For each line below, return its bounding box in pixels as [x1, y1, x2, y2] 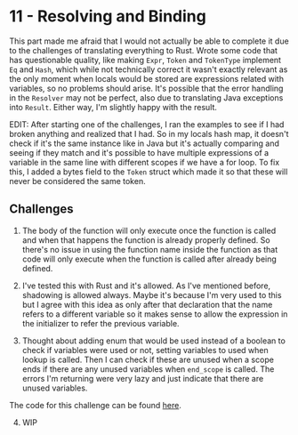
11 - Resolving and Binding [9, 6, 206, 27]
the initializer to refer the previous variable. [21, 318, 180, 328]
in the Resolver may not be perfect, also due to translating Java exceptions [9, 92, 284, 103]
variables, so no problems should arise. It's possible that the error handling [9, 83, 284, 93]
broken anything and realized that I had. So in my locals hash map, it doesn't [9, 128, 289, 139]
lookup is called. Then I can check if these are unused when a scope [21, 354, 274, 365]
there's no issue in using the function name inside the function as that [21, 244, 278, 254]
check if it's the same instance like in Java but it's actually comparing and [9, 138, 280, 149]
